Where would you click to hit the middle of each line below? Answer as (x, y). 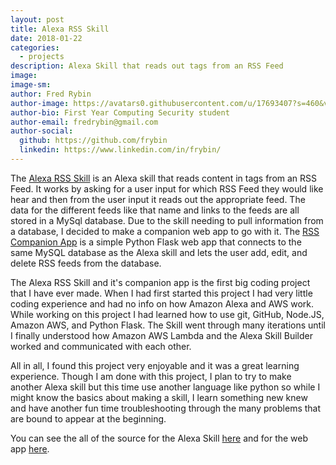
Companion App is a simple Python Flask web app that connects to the (156, 242)
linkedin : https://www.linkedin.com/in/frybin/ (120, 150)
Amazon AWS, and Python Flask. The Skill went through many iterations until (168, 325)
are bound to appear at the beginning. (88, 418)
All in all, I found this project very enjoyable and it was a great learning (155, 365)
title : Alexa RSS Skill (60, 29)
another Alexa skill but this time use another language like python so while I (165, 387)
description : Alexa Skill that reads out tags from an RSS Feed (147, 66)
